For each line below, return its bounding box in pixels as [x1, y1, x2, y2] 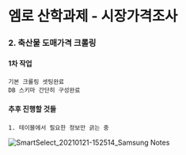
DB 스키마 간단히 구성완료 [8, 86, 81, 95]
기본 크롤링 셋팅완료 [8, 78, 65, 86]
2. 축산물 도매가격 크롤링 [8, 37, 97, 48]
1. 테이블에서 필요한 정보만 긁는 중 [8, 123, 109, 131]
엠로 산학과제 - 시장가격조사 [8, 7, 178, 25]
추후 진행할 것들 [8, 104, 57, 113]
